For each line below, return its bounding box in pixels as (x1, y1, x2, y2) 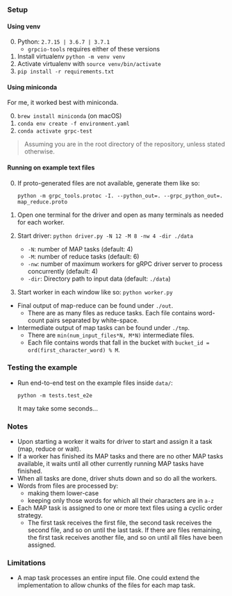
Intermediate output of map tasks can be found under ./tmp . (17, 323, 190, 331)
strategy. (17, 511, 43, 520)
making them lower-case (27, 489, 99, 497)
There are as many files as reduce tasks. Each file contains (27, 308, 197, 317)
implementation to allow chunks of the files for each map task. (17, 581, 196, 590)
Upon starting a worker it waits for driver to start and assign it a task (17, 438, 213, 446)
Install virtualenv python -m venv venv (17, 52, 126, 60)
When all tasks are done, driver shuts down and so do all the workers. (17, 474, 217, 483)
